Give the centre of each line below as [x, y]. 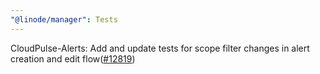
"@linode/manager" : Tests [64, 19]
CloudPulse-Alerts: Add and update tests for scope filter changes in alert [160, 48]
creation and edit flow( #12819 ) [73, 58]
